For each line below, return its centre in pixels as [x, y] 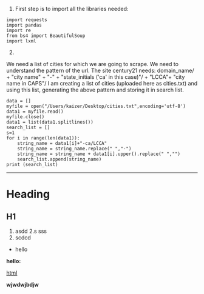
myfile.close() [25, 117]
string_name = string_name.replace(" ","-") [74, 149]
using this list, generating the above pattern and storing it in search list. [95, 90]
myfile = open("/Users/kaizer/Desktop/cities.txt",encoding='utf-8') [96, 106]
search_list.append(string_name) [59, 159]
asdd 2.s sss [31, 231]
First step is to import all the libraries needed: [72, 9]
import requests [27, 20]
